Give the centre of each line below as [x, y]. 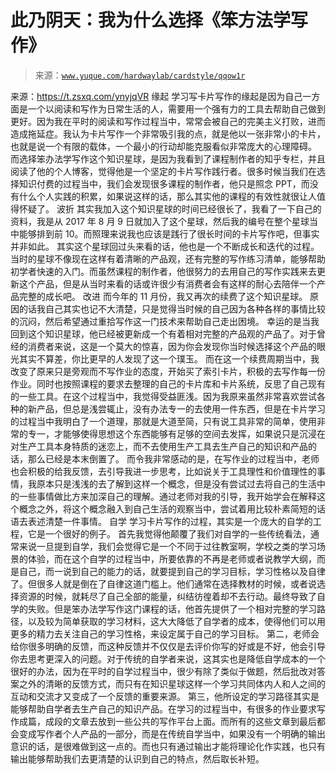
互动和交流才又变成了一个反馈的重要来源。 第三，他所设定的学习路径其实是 [165, 696]
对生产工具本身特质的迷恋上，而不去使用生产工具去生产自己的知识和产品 [159, 446]
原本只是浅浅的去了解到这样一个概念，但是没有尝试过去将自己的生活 [176, 483]
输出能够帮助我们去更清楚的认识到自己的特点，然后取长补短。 [137, 758]
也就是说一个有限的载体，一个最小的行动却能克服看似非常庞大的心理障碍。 [163, 146]
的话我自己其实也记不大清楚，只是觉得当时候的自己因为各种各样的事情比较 [172, 308]
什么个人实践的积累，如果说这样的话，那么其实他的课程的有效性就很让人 [167, 196]
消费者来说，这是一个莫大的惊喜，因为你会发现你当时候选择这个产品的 [172, 346]
